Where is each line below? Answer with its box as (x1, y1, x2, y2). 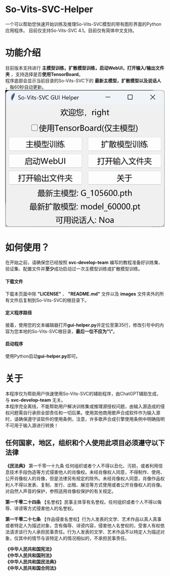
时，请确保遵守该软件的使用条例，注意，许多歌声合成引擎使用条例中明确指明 (5, 416, 165, 422)
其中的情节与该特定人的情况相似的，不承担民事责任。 (18, 535, 130, 541)
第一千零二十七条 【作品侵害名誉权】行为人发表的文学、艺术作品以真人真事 (5, 516, 162, 522)
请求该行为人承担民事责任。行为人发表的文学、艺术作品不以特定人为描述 (9, 529, 160, 535)
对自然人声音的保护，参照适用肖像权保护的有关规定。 (5, 488, 116, 494)
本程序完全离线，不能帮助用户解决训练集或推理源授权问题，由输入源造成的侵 (5, 403, 165, 409)
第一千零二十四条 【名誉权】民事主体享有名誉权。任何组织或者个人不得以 (5, 499, 157, 505)
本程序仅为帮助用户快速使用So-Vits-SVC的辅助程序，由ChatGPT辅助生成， (5, 390, 161, 397)
